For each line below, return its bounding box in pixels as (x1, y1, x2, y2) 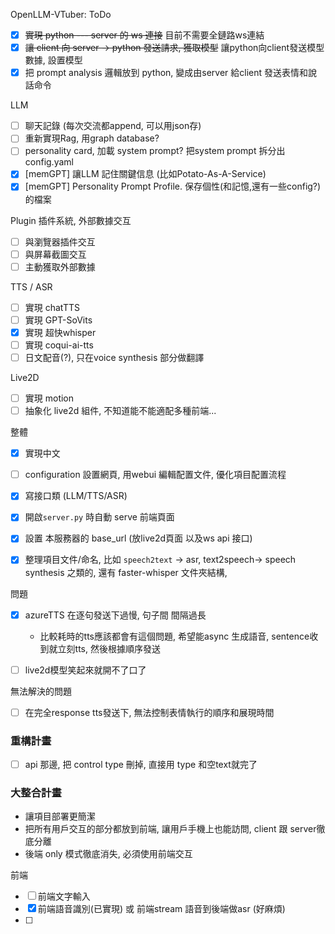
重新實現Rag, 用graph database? (24, 132, 160, 144)
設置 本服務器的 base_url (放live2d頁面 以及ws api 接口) (24, 532, 253, 544)
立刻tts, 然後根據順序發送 (57, 642, 161, 654)
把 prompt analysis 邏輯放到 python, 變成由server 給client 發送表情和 (24, 67, 309, 79)
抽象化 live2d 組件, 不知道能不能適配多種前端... (24, 405, 217, 417)
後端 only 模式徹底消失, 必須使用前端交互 (24, 848, 193, 860)
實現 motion (24, 392, 75, 404)
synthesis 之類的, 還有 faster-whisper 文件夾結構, (24, 566, 228, 578)
